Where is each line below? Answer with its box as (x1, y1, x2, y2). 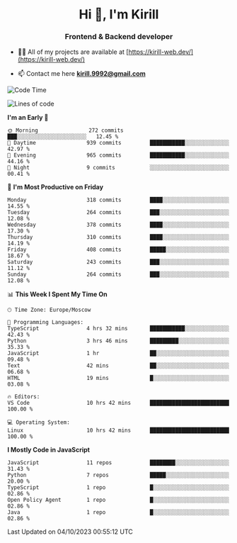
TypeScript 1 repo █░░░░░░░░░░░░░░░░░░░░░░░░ (7, 484, 230, 491)
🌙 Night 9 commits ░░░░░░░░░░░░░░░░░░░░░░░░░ (7, 164, 230, 172)
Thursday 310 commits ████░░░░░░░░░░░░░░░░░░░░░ (7, 234, 230, 241)
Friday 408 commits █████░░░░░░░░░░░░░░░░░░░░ (7, 246, 230, 254)
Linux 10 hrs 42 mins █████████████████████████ (7, 427, 230, 435)
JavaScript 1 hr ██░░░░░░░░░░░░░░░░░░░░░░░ (7, 350, 230, 357)
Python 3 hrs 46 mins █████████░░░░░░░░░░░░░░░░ (7, 337, 230, 345)
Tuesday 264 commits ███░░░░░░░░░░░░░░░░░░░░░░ (7, 209, 230, 216)
